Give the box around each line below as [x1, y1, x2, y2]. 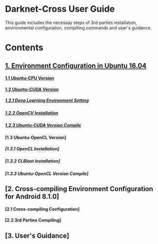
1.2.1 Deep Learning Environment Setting [5, 98, 89, 103]
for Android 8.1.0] [5, 193, 59, 201]
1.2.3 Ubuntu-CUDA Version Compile [5, 122, 81, 128]
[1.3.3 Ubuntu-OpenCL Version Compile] [5, 171, 89, 176]
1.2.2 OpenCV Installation [5, 110, 59, 116]
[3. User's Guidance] [5, 231, 69, 240]
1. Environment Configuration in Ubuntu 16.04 [5, 61, 147, 70]
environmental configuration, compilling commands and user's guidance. [5, 24, 152, 30]
